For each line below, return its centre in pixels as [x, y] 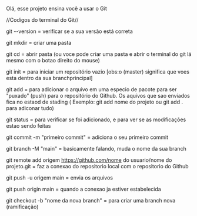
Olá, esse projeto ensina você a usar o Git [56, 9]
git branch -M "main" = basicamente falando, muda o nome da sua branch [96, 149]
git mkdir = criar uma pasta [39, 43]
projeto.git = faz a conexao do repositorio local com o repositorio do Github [97, 166]
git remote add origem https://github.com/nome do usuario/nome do [89, 160]
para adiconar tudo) [30, 108]
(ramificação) [22, 207]
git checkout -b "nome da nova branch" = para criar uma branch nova [91, 200]
